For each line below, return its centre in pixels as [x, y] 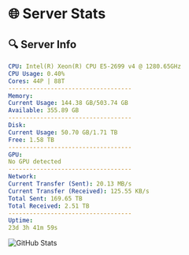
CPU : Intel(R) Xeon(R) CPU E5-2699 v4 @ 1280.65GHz [94, 66]
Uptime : [21, 221]
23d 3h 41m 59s [33, 228]
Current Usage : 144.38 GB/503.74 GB [68, 103]
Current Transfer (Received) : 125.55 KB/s [79, 191]
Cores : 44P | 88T [37, 81]
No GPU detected [35, 162]
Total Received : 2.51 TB [49, 206]
